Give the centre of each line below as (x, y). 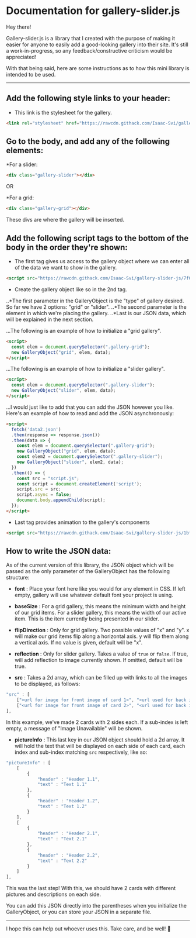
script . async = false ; (44, 495)
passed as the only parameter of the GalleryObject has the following (88, 571)
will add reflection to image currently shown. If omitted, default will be (98, 660)
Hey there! (19, 27)
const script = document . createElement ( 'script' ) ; (79, 484)
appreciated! (21, 57)
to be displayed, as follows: (47, 684)
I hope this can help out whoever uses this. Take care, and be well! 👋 (88, 929)
